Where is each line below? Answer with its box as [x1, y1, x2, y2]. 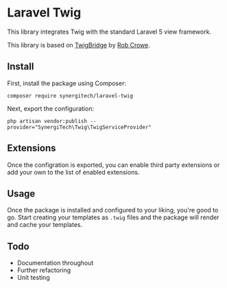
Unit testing [16, 274, 50, 282]
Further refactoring [16, 266, 71, 274]
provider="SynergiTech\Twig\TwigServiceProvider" [7, 124, 152, 131]
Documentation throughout [16, 259, 94, 267]
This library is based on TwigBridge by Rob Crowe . [7, 41, 151, 49]
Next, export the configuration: [7, 104, 95, 113]
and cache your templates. [7, 221, 83, 229]
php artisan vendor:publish [7, 118, 88, 124]
